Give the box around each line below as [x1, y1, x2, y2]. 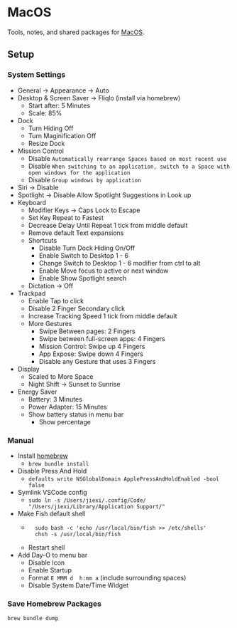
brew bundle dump [7, 615, 59, 622]
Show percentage [38, 417, 91, 426]
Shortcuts [28, 236, 57, 244]
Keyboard [17, 198, 47, 206]
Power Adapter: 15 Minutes [28, 402, 108, 411]
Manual [7, 435, 34, 445]
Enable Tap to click [28, 296, 84, 305]
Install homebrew [17, 451, 69, 460]
